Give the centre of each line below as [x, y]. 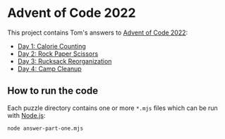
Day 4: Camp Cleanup [50, 68]
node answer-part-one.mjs [45, 128]
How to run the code [53, 91]
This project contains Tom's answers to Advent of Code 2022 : [98, 32]
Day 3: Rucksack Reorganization [65, 61]
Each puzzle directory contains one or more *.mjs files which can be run [113, 108]
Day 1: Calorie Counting [51, 46]
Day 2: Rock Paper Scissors [58, 54]
